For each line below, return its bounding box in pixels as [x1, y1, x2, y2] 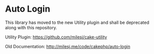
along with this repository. [5, 24, 58, 30]
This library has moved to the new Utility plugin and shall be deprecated [5, 19, 150, 25]
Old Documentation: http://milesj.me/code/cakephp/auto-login [5, 43, 131, 49]
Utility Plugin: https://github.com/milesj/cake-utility [5, 34, 107, 40]
